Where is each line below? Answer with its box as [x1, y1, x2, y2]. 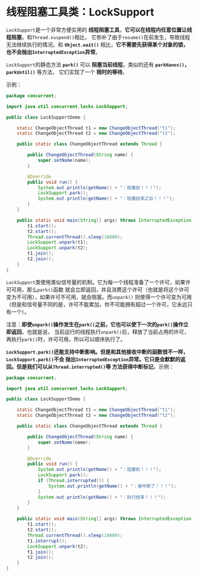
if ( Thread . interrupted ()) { [37, 478, 110, 484]
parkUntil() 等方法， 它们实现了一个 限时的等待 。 [6, 68, 128, 75]
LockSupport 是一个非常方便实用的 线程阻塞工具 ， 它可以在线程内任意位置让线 [6, 26, 192, 33]
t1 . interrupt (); [27, 538, 67, 544]
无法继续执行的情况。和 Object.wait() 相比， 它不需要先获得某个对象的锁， [6, 41, 189, 48]
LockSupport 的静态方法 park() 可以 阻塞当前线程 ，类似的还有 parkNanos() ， [6, 60, 190, 68]
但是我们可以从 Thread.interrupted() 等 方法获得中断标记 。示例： [16, 363, 174, 370]
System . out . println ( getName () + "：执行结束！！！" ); [37, 494, 166, 500]
